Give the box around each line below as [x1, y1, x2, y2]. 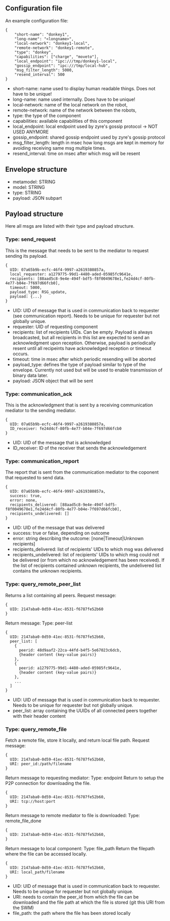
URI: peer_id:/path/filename [10, 761, 72, 766]
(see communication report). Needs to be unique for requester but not [12, 313, 160, 319]
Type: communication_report [5, 457, 79, 465]
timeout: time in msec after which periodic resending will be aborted [12, 356, 156, 362]
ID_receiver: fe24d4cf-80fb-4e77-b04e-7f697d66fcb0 [10, 426, 122, 431]
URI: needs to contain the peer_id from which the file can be [12, 893, 139, 900]
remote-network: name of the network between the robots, [12, 107, 137, 113]
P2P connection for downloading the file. [5, 780, 91, 786]
